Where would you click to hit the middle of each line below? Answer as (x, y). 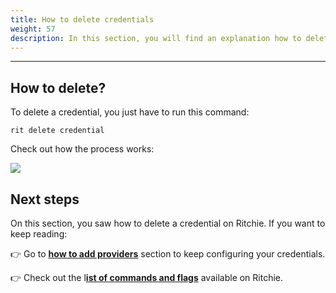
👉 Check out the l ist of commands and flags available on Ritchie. (147, 277)
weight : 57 (33, 29)
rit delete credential (57, 131)
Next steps (45, 199)
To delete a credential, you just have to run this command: (130, 112)
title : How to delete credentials (82, 19)
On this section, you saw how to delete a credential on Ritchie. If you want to (168, 223)
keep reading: (39, 234)
